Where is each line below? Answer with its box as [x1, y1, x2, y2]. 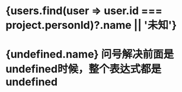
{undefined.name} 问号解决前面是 [5, 48, 174, 61]
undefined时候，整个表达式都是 [5, 63, 161, 76]
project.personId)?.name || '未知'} [5, 19, 177, 32]
